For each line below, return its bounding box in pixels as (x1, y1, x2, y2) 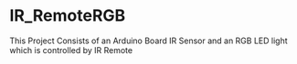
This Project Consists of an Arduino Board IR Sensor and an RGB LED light (9, 35, 288, 46)
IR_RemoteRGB (9, 5, 126, 26)
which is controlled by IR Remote (9, 44, 133, 55)
